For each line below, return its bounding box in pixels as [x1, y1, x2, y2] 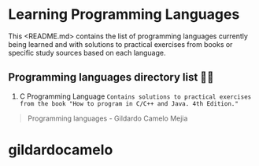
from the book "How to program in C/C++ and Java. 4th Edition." [19, 99, 239, 107]
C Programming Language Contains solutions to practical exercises [19, 92, 252, 101]
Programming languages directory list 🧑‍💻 [8, 70, 214, 84]
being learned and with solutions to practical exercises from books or [8, 39, 233, 49]
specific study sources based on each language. [8, 48, 166, 57]
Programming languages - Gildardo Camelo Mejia [27, 114, 188, 123]
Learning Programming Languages [8, 5, 240, 23]
